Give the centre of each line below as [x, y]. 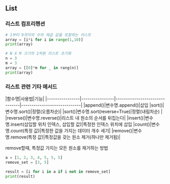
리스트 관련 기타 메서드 [31, 86]
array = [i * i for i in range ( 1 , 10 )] [44, 40]
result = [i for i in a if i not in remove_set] [58, 171]
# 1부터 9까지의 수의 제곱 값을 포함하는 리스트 [48, 35]
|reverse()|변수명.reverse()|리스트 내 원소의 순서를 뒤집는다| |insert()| [75, 118]
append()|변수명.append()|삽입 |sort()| [125, 105]
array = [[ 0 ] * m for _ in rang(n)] [42, 68]
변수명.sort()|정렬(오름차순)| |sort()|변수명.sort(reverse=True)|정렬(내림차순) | [84, 111]
